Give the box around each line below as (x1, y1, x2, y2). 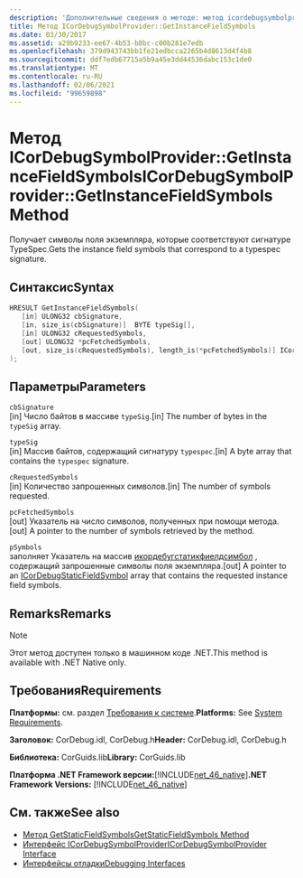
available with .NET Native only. (9, 657, 127, 668)
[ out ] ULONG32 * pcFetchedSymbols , (21, 337, 151, 346)
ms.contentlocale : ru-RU (9, 72, 103, 81)
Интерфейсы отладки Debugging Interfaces (22, 857, 186, 868)
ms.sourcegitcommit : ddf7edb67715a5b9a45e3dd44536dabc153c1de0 (9, 55, 252, 64)
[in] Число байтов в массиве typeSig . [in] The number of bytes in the (9, 411, 268, 422)
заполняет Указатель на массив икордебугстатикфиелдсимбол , (9, 551, 258, 562)
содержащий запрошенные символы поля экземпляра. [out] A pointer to (9, 561, 287, 572)
